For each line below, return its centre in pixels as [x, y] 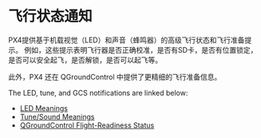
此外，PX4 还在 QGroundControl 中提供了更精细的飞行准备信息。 [115, 77]
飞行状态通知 [51, 16]
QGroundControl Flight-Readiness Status [87, 125]
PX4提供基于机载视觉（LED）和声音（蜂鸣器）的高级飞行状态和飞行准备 [127, 40]
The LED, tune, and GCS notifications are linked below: [98, 93]
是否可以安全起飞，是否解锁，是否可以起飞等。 [85, 60]
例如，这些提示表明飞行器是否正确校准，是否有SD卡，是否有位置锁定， [140, 49]
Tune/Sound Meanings [57, 116]
